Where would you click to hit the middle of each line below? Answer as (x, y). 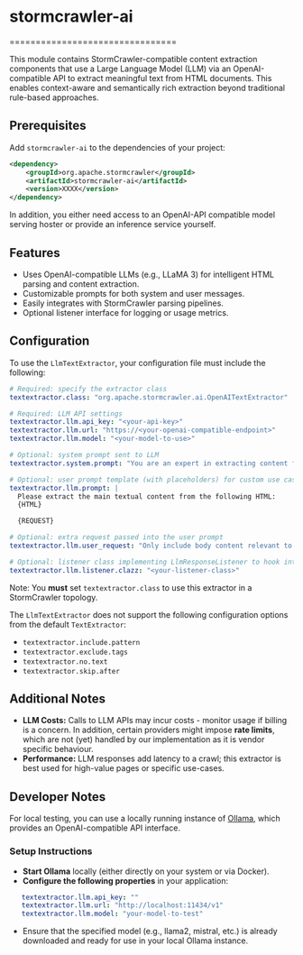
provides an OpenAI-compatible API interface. (95, 828)
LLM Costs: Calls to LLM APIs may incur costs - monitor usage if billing (155, 721)
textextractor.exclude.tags (75, 652)
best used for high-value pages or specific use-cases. (124, 768)
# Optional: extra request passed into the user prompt (116, 537)
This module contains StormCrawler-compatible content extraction (133, 59)
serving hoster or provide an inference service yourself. (113, 225)
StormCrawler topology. (54, 597)
